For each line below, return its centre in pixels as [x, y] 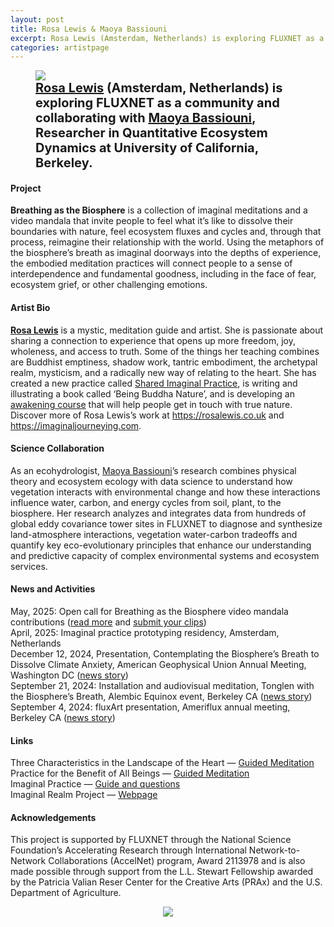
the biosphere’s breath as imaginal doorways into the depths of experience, [166, 253]
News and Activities [53, 589]
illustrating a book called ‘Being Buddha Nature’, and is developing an [152, 393]
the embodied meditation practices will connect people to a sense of [151, 263]
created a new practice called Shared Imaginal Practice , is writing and [154, 383]
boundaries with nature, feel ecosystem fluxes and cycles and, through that [166, 232]
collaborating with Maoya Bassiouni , [146, 118]
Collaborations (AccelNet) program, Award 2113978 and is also [177, 861]
